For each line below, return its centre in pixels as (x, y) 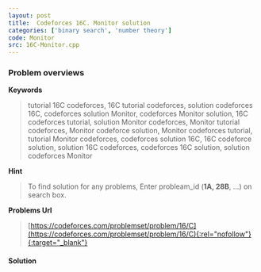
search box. (47, 195)
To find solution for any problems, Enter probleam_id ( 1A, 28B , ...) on (140, 186)
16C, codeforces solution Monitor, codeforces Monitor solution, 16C (138, 114)
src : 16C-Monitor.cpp (44, 45)
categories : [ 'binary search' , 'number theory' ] (90, 30)
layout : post (30, 15)
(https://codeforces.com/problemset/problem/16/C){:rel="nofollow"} (139, 234)
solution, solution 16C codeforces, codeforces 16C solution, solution (138, 147)
